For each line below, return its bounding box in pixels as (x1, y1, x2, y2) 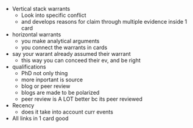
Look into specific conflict (21, 12, 86, 19)
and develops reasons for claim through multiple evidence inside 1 (21, 18, 188, 25)
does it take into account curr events (21, 109, 114, 115)
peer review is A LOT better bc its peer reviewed (21, 95, 143, 103)
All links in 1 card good (12, 115, 69, 122)
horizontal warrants (12, 31, 61, 38)
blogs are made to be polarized (21, 89, 100, 96)
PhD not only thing (21, 70, 68, 76)
